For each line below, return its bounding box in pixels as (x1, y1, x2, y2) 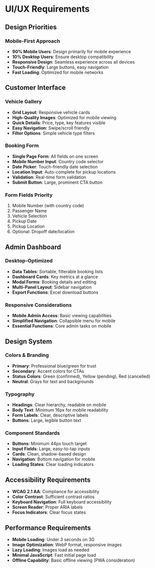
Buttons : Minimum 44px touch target (12, 441, 87, 447)
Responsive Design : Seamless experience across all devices (12, 59, 135, 65)
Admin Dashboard (5, 243, 61, 251)
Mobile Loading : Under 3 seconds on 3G (12, 537, 95, 543)
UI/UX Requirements (5, 3, 90, 15)
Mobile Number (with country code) (12, 203, 84, 209)
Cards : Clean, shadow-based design (12, 451, 86, 457)
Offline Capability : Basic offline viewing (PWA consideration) (12, 557, 136, 563)
